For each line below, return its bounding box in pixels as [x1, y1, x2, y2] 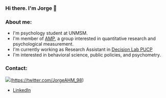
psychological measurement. [12, 41, 74, 47]
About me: [5, 18, 32, 25]
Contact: [5, 65, 28, 72]
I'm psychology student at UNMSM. [12, 30, 88, 36]
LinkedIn [12, 87, 31, 93]
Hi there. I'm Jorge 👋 [5, 5, 57, 12]
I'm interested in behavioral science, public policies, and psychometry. [12, 52, 161, 58]
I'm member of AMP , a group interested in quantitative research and [12, 35, 156, 42]
